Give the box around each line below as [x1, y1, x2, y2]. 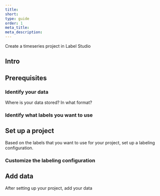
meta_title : [5, 25, 29, 30]
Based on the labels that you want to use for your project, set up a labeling [5, 139, 155, 145]
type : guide [5, 16, 29, 21]
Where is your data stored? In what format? [5, 99, 92, 105]
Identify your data [5, 88, 49, 95]
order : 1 [5, 20, 23, 26]
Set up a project [5, 127, 54, 135]
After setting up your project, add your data [5, 185, 92, 191]
